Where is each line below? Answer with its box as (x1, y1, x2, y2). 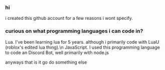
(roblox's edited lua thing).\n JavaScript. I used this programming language (5, 44, 160, 50)
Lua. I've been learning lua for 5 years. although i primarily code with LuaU (5, 39, 159, 45)
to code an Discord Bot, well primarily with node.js (5, 49, 109, 56)
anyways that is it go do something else (5, 59, 87, 65)
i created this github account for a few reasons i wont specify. (5, 15, 133, 21)
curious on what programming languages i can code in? (5, 28, 143, 35)
